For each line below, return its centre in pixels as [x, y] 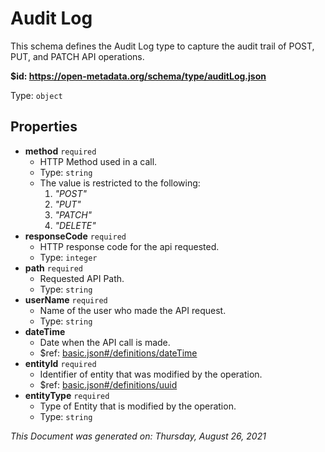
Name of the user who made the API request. [133, 310]
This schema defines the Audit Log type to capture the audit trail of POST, [162, 46]
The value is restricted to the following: [120, 183]
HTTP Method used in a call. [98, 161]
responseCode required [75, 236]
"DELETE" [75, 225]
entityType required [67, 395]
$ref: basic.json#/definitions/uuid [108, 384]
